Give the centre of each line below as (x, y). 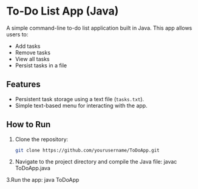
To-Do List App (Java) (63, 11)
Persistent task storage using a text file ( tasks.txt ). (80, 99)
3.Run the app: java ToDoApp (43, 180)
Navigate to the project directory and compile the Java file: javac (96, 162)
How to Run (29, 124)
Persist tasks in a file (41, 65)
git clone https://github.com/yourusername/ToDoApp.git (87, 150)
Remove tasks (32, 52)
